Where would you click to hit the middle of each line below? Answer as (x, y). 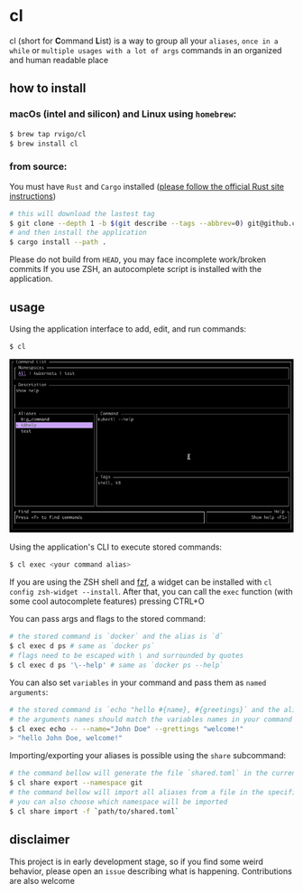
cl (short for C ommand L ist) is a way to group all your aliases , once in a (144, 41)
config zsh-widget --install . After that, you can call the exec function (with (151, 592)
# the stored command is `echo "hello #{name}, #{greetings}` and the (145, 710)
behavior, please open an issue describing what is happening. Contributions (151, 871)
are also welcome (42, 880)
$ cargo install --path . (58, 242)
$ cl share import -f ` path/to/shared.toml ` (94, 811)
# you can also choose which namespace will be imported (119, 802)
